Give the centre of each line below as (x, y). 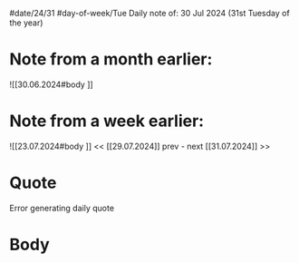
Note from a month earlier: (111, 59)
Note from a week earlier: (107, 121)
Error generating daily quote (62, 208)
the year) (26, 23)
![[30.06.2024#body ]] (51, 84)
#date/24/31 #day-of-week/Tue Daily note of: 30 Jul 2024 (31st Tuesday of (149, 13)
